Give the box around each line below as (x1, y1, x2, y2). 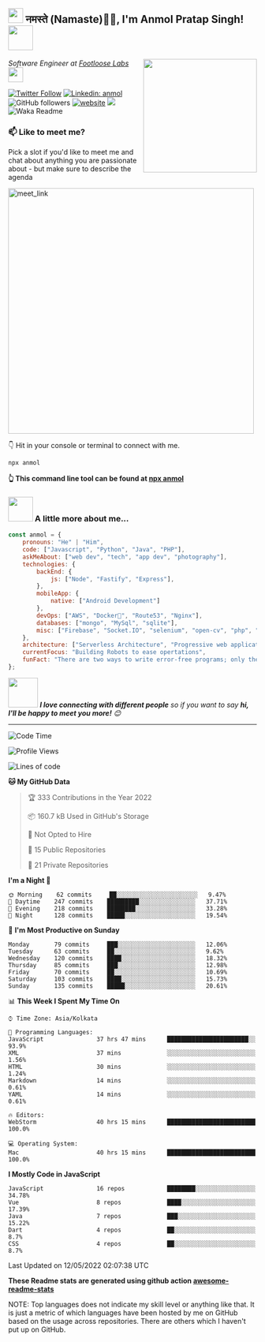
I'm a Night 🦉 (8, 875, 51, 884)
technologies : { (22, 560, 77, 568)
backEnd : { (36, 567, 73, 576)
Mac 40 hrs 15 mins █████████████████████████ (8, 1149, 256, 1157)
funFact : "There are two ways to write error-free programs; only (22, 656, 245, 664)
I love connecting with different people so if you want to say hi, (39, 700, 249, 709)
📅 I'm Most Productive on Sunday (8, 925, 120, 935)
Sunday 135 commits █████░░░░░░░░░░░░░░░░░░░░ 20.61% (8, 981, 227, 990)
